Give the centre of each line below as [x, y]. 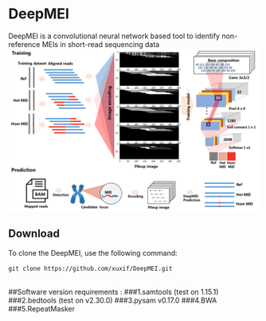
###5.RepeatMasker [42, 308]
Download [34, 234]
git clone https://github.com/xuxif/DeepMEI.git [90, 268]
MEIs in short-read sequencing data [101, 44]
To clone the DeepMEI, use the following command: [93, 252]
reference [24, 44]
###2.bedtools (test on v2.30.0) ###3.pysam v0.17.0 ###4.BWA [113, 300]
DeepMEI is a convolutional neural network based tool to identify [114, 36]
